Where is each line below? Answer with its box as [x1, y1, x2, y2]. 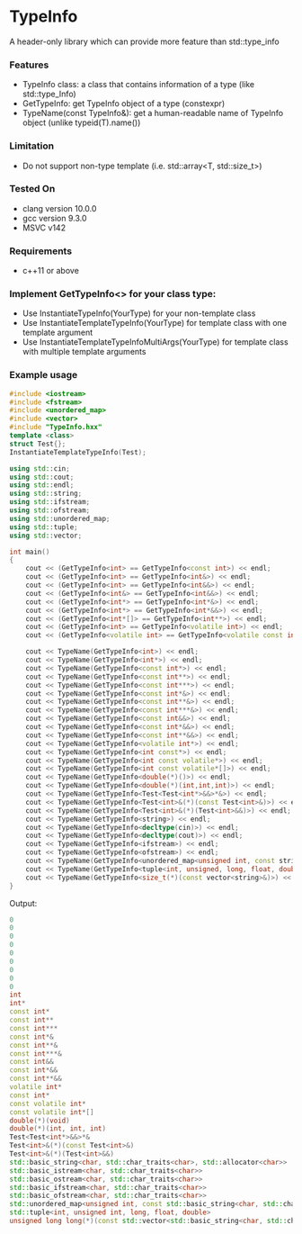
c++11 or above [22, 266, 79, 276]
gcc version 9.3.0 [22, 212, 87, 223]
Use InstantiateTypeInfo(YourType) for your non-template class [22, 308, 256, 319]
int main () [9, 547, 50, 556]
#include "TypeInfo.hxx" [9, 423, 102, 432]
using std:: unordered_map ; [9, 514, 111, 523]
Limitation [9, 140, 55, 152]
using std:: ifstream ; [9, 498, 91, 507]
